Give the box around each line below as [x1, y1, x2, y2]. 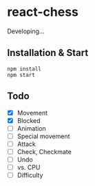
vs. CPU [17, 163, 41, 171]
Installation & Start [7, 47, 89, 59]
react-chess [7, 4, 79, 20]
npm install [7, 65, 41, 73]
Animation [17, 124, 46, 132]
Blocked [17, 116, 41, 124]
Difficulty [17, 171, 43, 180]
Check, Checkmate [17, 147, 72, 156]
